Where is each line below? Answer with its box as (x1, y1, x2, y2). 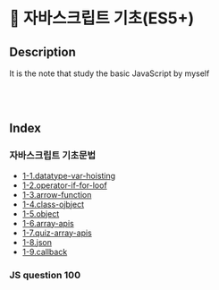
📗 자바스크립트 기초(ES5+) (9, 8, 195, 29)
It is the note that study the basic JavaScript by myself (9, 68, 210, 79)
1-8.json (21, 236, 52, 247)
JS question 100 (9, 269, 81, 281)
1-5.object (21, 208, 60, 219)
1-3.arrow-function (21, 189, 92, 200)
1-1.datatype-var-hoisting (21, 170, 116, 181)
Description (9, 44, 76, 59)
